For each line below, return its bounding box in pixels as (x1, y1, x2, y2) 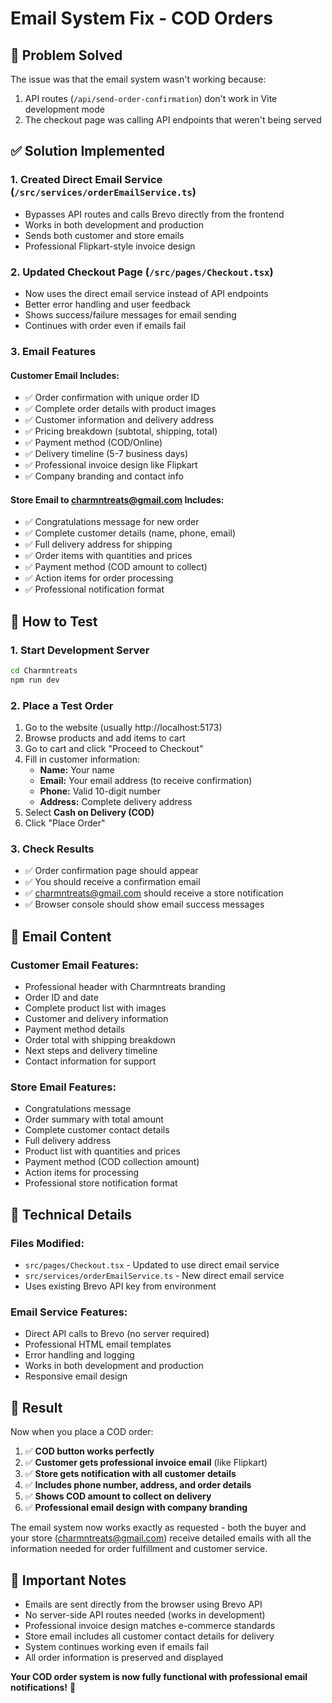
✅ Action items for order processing (24, 572, 174, 584)
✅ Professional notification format (24, 583, 165, 596)
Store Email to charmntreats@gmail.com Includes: (10, 493, 225, 506)
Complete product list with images (24, 1002, 167, 1014)
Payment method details (24, 1023, 126, 1036)
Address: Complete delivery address (39, 796, 193, 808)
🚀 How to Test (10, 613, 98, 630)
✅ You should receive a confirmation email (24, 876, 201, 888)
